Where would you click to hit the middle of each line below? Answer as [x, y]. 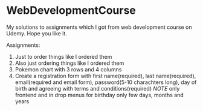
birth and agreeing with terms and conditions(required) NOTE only [97, 88]
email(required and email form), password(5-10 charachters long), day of [106, 82]
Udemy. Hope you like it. [37, 33]
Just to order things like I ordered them [63, 56]
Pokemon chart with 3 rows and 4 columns [68, 69]
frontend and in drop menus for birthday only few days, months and [99, 95]
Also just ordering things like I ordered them [69, 63]
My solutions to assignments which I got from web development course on [99, 27]
